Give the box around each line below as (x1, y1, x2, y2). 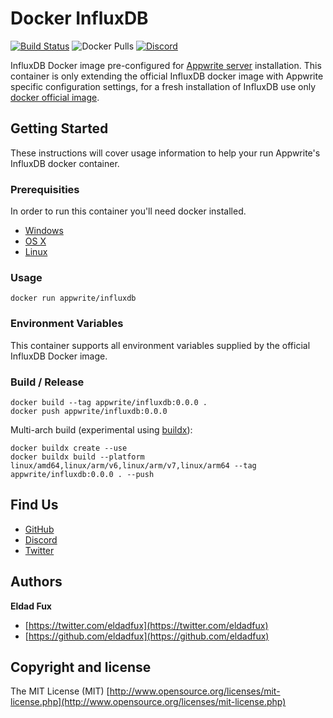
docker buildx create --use (10, 443, 128, 453)
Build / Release (10, 375, 85, 389)
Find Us (10, 497, 59, 514)
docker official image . (10, 91, 100, 103)
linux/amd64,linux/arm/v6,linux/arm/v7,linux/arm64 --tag (10, 460, 257, 471)
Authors (10, 573, 63, 591)
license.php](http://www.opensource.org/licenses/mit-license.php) (10, 696, 287, 708)
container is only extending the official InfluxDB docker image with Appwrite (10, 70, 324, 82)
